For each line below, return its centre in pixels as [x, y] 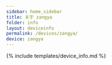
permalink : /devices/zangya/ [42, 34]
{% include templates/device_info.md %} [56, 56]
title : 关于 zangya [29, 17]
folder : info [22, 22]
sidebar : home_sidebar [34, 12]
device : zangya [25, 39]
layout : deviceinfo [30, 28]
